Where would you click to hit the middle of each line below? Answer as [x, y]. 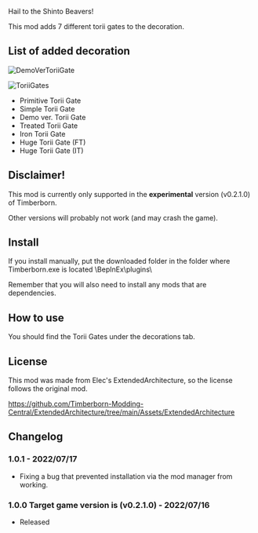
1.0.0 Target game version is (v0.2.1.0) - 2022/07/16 [109, 505]
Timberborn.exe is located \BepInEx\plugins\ [80, 269]
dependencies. [32, 293]
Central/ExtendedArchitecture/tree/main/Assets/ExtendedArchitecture [122, 412]
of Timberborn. [33, 203]
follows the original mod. [48, 389]
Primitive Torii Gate [50, 100]
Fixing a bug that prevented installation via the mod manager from [126, 476]
